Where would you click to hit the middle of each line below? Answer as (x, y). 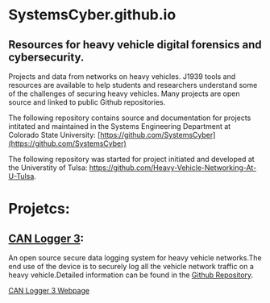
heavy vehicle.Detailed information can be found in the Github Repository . (131, 275)
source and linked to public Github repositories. (87, 102)
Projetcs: (39, 209)
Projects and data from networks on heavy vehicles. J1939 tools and (122, 77)
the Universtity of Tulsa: (48, 168)
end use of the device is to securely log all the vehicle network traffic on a (131, 266)
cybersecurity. (46, 57)
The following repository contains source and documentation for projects (130, 118)
